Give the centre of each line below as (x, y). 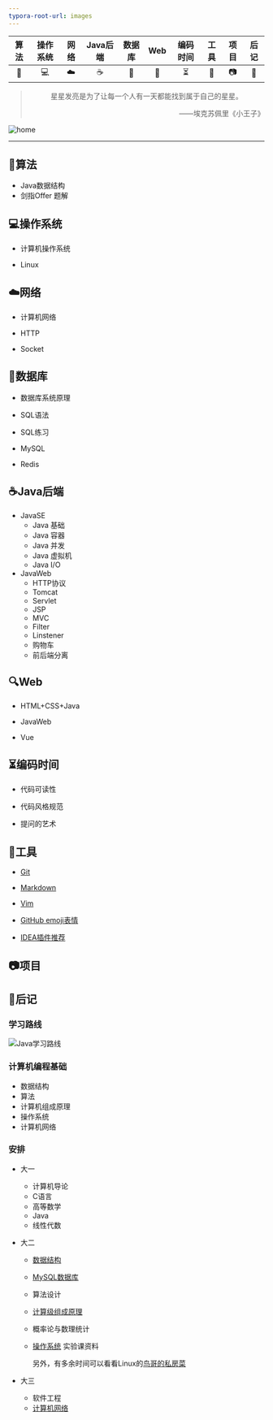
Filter (41, 626)
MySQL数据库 (55, 1277)
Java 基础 (48, 525)
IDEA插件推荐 (43, 937)
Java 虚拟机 (52, 555)
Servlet (44, 600)
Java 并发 (48, 545)
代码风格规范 (41, 807)
